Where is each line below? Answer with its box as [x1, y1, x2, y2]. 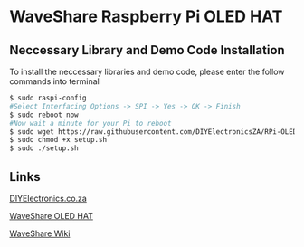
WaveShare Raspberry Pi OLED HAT [9, 6, 283, 27]
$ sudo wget [9, 127, 54, 137]
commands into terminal [9, 76, 100, 87]
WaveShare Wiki [9, 228, 71, 239]
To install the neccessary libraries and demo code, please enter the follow [9, 66, 285, 77]
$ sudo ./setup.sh [9, 144, 79, 153]
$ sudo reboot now [9, 110, 79, 119]
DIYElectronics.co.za [9, 193, 88, 204]
